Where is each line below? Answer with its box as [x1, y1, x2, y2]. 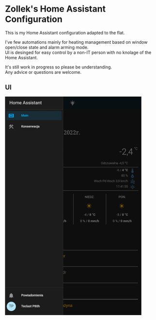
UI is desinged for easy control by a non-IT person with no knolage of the [5, 50, 152, 55]
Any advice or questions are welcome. [5, 69, 81, 75]
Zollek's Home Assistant [5, 3, 106, 15]
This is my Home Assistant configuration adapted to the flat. [5, 30, 125, 35]
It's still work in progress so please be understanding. [5, 64, 112, 70]
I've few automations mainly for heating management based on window [5, 39, 148, 45]
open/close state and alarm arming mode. [5, 44, 89, 50]
